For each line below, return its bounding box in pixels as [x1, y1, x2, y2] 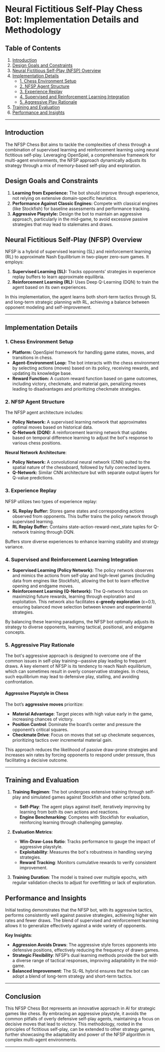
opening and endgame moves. [12, 583, 74, 589]
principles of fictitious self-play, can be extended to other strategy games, [5, 1026, 156, 1032]
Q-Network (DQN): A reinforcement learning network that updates [12, 430, 147, 435]
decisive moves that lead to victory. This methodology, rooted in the [5, 1021, 142, 1027]
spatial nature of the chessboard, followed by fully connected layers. [12, 465, 151, 471]
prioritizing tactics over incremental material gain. [12, 737, 113, 743]
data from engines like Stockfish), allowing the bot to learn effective [12, 578, 150, 584]
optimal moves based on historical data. [12, 424, 93, 430]
